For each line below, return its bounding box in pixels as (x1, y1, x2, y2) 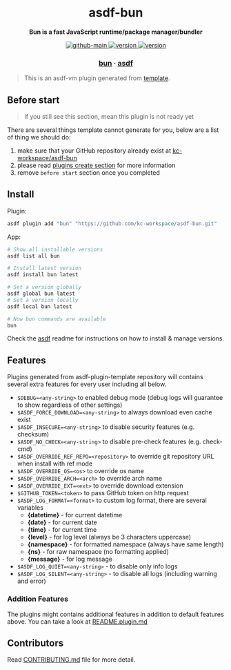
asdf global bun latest (7, 290, 76, 298)
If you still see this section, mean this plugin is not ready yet (23, 113, 194, 121)
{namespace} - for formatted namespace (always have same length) (27, 540, 224, 548)
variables (17, 504, 43, 512)
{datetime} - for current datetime (27, 511, 123, 519)
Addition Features (7, 594, 69, 604)
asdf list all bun (7, 252, 60, 260)
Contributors (7, 637, 64, 649)
